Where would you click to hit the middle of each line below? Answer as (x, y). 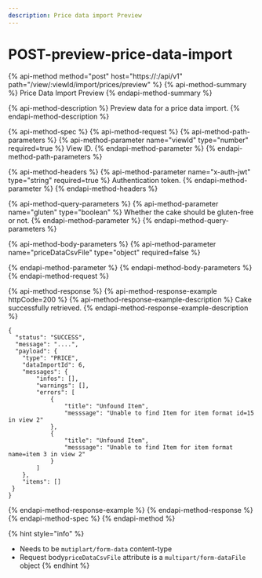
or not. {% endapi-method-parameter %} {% (80, 220)
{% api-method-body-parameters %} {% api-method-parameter (112, 243)
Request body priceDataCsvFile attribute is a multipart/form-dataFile (133, 557)
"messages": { (45, 371)
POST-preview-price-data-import (120, 54)
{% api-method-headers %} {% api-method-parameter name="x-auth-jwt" (129, 172)
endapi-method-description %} (59, 116)
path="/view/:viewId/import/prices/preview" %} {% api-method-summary (127, 84)
